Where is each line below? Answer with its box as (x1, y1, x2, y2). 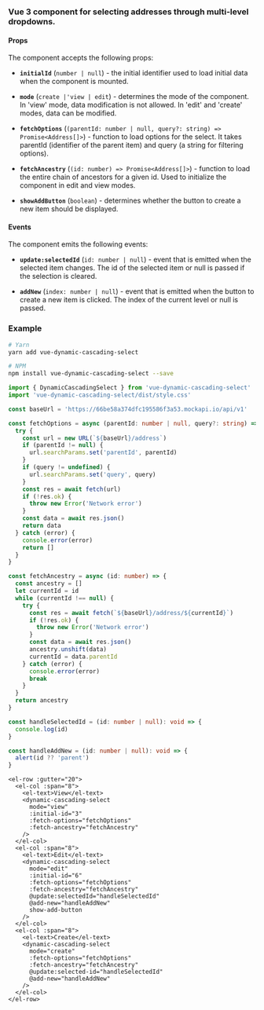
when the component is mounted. (19, 77, 129, 86)
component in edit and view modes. (19, 181, 136, 190)
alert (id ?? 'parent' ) (15, 754, 90, 762)
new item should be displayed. (19, 204, 119, 214)
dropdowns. (8, 16, 56, 27)
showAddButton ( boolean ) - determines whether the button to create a (19, 196, 241, 206)
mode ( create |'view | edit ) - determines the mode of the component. (19, 92, 250, 101)
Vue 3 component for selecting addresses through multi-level (8, 6, 249, 17)
